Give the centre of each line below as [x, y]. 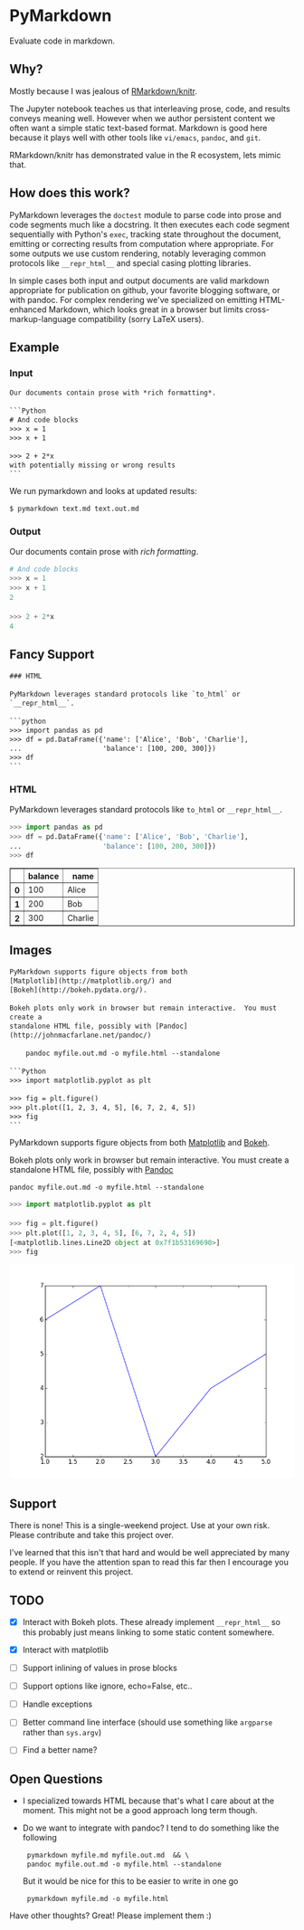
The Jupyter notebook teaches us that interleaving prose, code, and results [150, 109]
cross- [257, 309]
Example [34, 347]
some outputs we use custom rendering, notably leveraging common [138, 253]
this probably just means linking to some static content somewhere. [148, 1632]
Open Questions [56, 1779]
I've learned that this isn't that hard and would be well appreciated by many [150, 1553]
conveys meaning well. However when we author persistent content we [142, 118]
